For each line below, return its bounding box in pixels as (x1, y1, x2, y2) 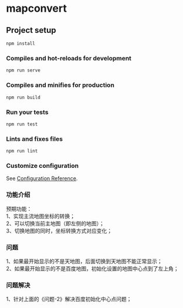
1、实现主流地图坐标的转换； (6, 212, 75, 219)
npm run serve (6, 67, 41, 73)
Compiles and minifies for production (6, 81, 114, 89)
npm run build (6, 94, 41, 100)
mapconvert (6, 2, 67, 15)
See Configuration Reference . (6, 175, 78, 182)
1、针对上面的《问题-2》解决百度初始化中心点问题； (6, 296, 132, 303)
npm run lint (6, 148, 38, 154)
